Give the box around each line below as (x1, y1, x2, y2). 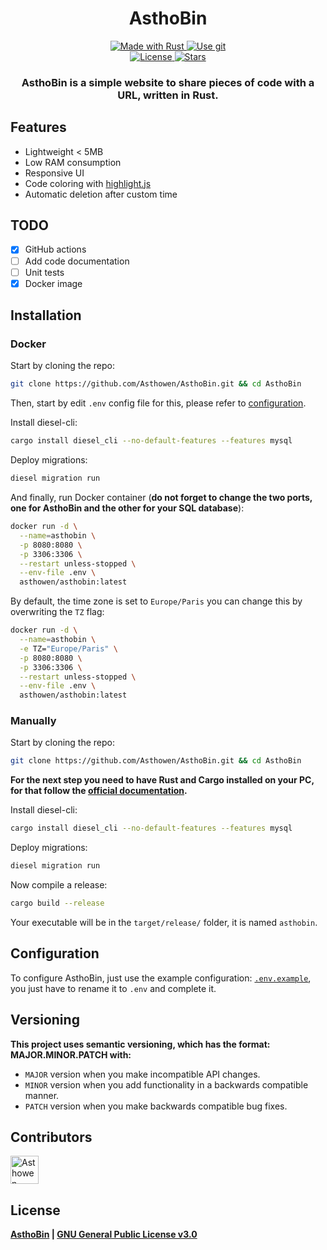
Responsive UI (24, 167, 85, 179)
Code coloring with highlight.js (24, 177, 152, 189)
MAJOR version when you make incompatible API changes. (24, 1068, 261, 1080)
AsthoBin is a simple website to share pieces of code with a (21, 75, 315, 89)
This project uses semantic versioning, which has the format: (10, 1038, 271, 1050)
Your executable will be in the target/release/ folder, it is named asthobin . (10, 916, 318, 928)
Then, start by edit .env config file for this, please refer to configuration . (10, 397, 307, 409)
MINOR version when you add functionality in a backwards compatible (24, 1078, 309, 1091)
